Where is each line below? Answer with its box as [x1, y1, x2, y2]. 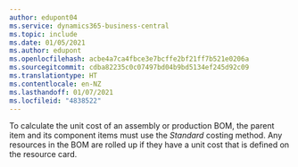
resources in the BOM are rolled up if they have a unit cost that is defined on [9, 139, 290, 150]
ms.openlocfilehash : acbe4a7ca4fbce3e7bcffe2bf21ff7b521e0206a [9, 54, 250, 63]
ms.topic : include [9, 29, 78, 38]
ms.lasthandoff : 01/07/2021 [9, 88, 114, 96]
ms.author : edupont [9, 46, 82, 55]
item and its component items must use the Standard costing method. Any [9, 130, 283, 141]
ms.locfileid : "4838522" [9, 96, 102, 105]
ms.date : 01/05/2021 [9, 38, 87, 47]
